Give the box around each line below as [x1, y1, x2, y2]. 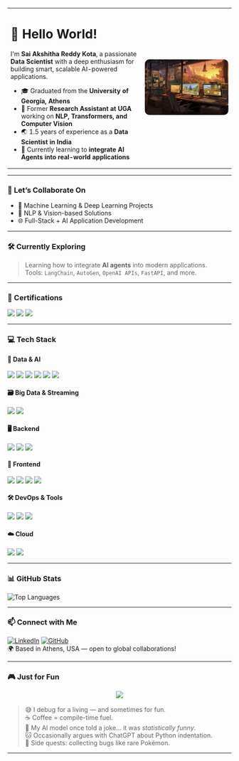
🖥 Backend [7, 425, 40, 432]
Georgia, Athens [21, 97, 70, 105]
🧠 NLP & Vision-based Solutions [17, 209, 112, 218]
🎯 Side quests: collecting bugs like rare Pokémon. [24, 739, 171, 747]
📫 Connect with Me [7, 617, 78, 627]
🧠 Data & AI [7, 355, 41, 363]
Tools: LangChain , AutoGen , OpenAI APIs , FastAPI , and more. [24, 268, 197, 277]
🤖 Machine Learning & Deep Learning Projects [17, 201, 154, 210]
